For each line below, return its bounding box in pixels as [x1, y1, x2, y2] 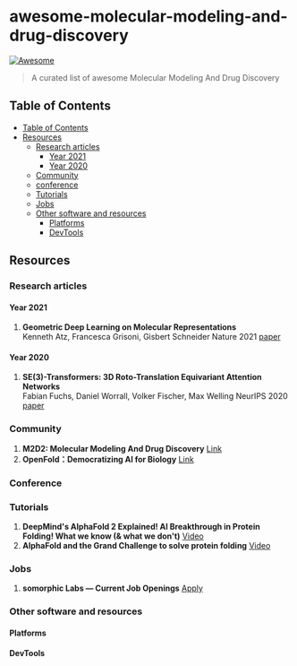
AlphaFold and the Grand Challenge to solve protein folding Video [21, 540, 271, 550]
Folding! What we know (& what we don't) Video [21, 531, 204, 541]
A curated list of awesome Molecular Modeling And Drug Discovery [30, 72, 280, 82]
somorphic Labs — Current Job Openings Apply [21, 583, 204, 593]
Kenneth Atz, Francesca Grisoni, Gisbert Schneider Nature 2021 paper [21, 332, 281, 342]
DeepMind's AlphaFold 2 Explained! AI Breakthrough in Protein [21, 521, 261, 532]
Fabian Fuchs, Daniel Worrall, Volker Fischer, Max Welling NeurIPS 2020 [21, 391, 288, 402]
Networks [21, 381, 61, 392]
